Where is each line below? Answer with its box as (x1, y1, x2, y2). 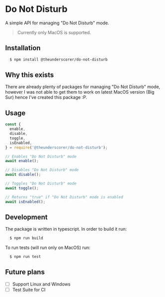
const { (5, 122, 21, 127)
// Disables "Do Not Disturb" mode (5, 168, 79, 173)
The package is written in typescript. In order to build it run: (5, 226, 127, 232)
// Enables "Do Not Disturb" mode (5, 154, 77, 159)
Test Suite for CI (12, 287, 46, 293)
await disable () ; (5, 172, 41, 177)
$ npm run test (9, 254, 41, 259)
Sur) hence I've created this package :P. (5, 94, 87, 100)
